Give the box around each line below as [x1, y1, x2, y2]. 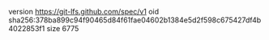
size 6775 [46, 24, 79, 33]
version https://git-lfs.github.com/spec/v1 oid [8, 7, 160, 16]
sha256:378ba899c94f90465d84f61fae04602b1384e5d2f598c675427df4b [8, 15, 262, 25]
